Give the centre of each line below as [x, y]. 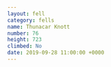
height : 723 [24, 40]
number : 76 [23, 33]
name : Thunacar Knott [39, 27]
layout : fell [26, 14]
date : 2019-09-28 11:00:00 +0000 [56, 53]
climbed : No [24, 46]
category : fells [31, 20]
